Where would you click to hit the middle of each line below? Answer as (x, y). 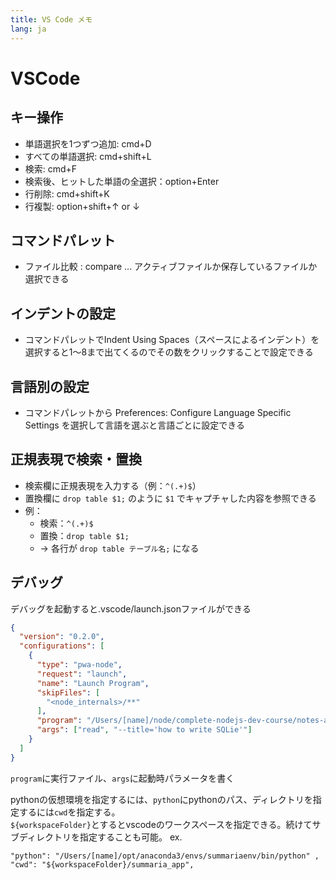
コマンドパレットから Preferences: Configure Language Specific (158, 412)
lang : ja (28, 29)
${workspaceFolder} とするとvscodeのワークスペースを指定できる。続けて (161, 824)
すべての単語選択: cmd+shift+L (88, 156)
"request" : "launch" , (82, 674)
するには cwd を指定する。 (69, 812)
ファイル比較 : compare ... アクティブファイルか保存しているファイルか (171, 267)
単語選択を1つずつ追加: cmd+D (88, 143)
